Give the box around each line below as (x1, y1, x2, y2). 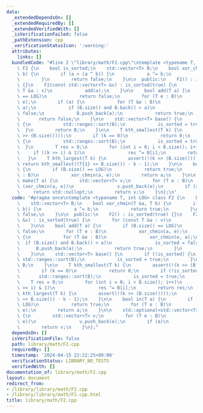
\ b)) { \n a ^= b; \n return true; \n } (17, 206, 193, 212)
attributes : (11, 48, 42, 55)
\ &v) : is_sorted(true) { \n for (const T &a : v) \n (17, 217, 172, 223)
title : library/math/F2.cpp (6, 397, 77, 403)
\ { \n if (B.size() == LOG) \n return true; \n (17, 167, 182, 173)
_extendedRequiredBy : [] (11, 20, 74, 26)
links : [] (17, 54, 42, 60)
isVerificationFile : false (11, 335, 80, 342)
